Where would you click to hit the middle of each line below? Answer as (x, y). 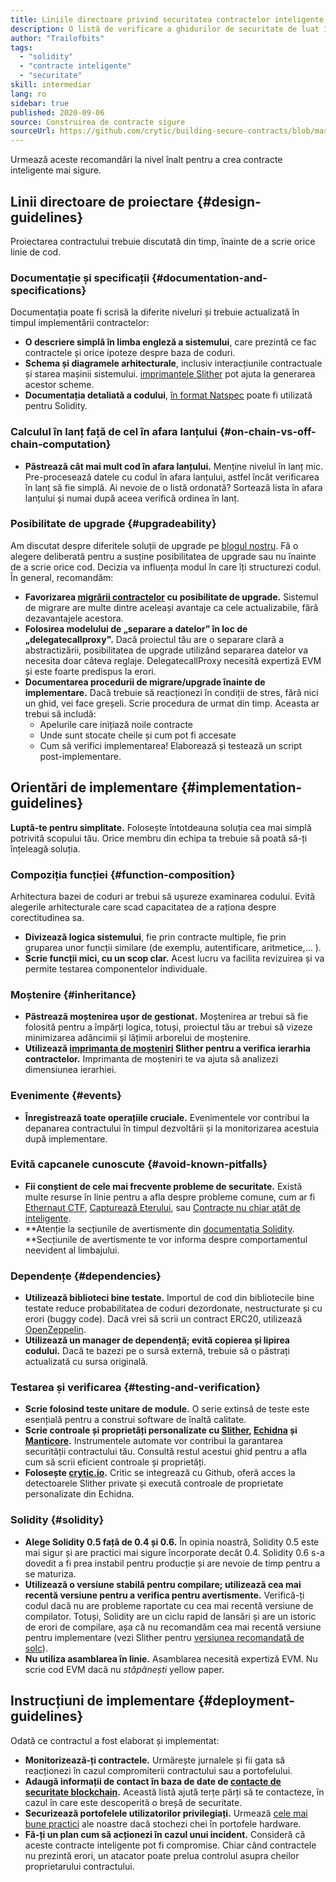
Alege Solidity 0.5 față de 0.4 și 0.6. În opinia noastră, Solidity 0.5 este (172, 1542)
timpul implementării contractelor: (80, 323)
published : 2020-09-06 (57, 112)
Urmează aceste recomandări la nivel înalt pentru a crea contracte (146, 160)
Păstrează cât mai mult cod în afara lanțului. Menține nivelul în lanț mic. (173, 466)
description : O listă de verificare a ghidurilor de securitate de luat (165, 29)
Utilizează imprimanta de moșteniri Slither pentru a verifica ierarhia (167, 1048)
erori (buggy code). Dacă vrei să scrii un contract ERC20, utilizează (163, 1319)
